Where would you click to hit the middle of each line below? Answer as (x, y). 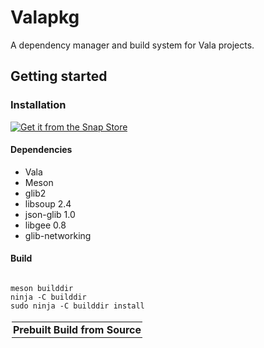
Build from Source (97, 330)
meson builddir (42, 289)
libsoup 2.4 (48, 203)
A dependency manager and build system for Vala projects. (132, 45)
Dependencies (41, 150)
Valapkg (45, 17)
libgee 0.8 (45, 225)
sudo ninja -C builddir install (77, 306)
